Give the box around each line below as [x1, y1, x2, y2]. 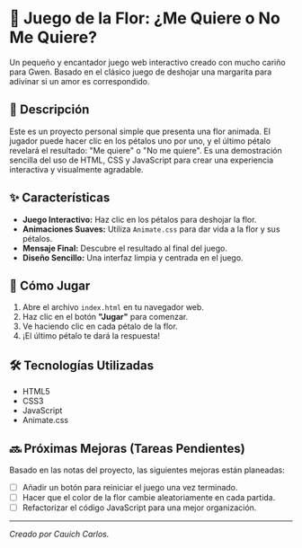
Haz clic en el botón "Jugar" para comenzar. [22, 312, 189, 323]
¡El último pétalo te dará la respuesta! [22, 331, 160, 341]
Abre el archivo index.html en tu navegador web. [22, 302, 205, 313]
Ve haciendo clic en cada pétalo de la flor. [22, 321, 178, 331]
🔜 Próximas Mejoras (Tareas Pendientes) [9, 440, 245, 456]
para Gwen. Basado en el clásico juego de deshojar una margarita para [9, 66, 272, 77]
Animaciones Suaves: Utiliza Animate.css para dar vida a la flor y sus [22, 224, 280, 234]
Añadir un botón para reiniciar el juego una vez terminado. [22, 482, 238, 492]
